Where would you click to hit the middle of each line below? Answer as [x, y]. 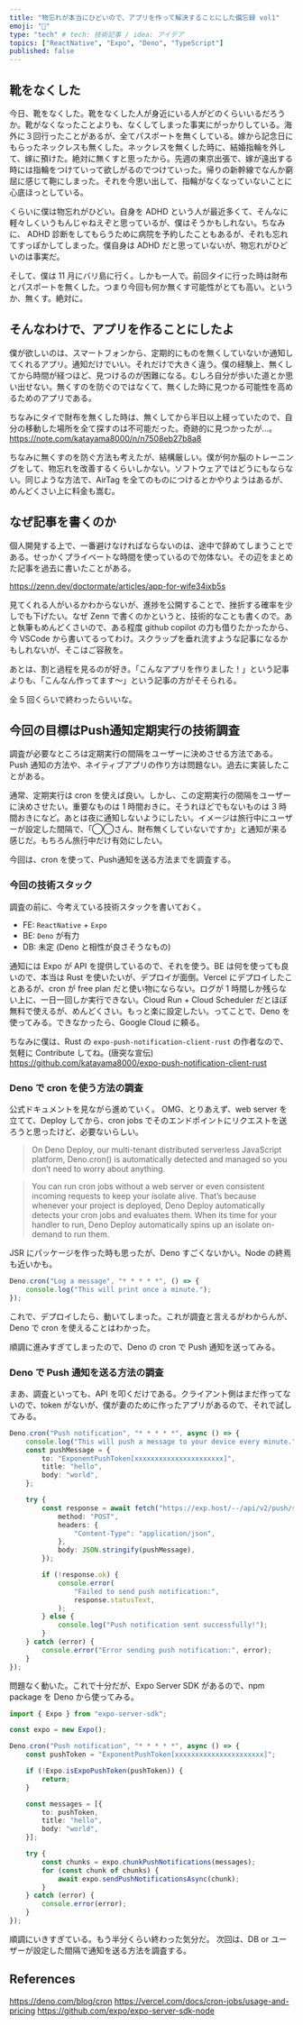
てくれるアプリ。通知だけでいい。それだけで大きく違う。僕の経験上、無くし [151, 364]
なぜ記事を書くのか [63, 522]
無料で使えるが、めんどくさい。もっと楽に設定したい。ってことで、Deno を [150, 1011]
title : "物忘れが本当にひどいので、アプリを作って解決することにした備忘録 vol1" [145, 18]
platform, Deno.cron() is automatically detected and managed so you [159, 1159]
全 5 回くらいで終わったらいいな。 [73, 699]
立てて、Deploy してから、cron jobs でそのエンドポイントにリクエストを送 [148, 1120]
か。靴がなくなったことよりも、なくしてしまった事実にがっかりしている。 [147, 124]
